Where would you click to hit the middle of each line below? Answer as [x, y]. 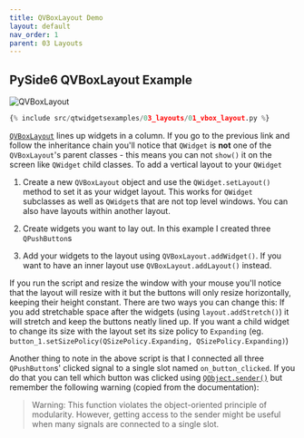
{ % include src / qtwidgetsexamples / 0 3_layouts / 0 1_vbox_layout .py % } [140, 119]
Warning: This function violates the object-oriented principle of [149, 404]
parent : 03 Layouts [46, 43]
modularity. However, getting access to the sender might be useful [156, 414]
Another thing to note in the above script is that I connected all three [137, 358]
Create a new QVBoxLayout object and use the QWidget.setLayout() [147, 181]
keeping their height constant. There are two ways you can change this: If [147, 302]
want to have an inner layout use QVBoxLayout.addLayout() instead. [147, 265]
